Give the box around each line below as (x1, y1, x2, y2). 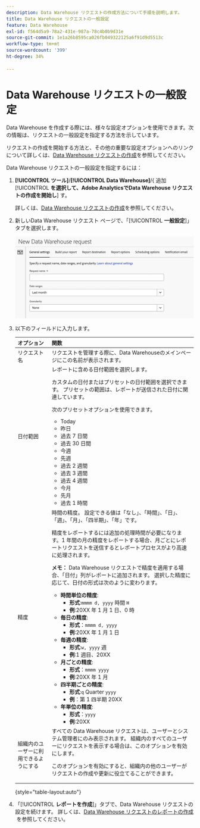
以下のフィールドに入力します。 (14, 325, 93, 332)
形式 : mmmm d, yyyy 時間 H (69, 599, 130, 606)
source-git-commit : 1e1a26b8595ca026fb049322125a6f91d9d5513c (6, 35, 164, 41)
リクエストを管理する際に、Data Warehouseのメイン (51, 349, 181, 357)
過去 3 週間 (60, 470, 88, 477)
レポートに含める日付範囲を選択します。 (51, 366, 151, 373)
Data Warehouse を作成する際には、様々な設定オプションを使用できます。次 (6, 124, 194, 131)
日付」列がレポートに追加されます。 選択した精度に (64, 571, 191, 579)
